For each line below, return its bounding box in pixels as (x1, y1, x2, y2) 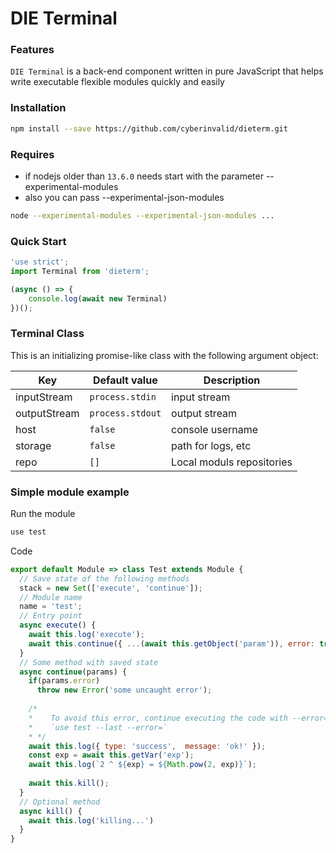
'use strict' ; (10, 257, 70, 267)
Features (10, 43, 55, 57)
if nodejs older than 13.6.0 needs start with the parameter (24, 170, 264, 182)
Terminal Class (10, 327, 85, 341)
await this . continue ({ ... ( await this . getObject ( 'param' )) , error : (28, 638, 315, 649)
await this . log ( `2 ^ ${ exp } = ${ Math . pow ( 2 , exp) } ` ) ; (28, 760, 257, 770)
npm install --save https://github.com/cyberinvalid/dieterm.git (10, 123, 288, 134)
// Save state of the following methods (19, 573, 190, 584)
